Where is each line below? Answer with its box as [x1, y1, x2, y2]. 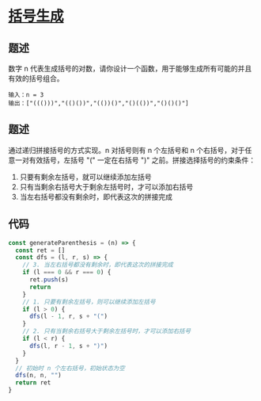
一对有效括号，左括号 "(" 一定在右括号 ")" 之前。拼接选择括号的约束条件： [14, 155, 256, 165]
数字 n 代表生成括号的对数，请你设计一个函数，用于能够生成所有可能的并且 [8, 64, 252, 73]
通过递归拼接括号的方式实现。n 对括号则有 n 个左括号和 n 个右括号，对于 [8, 145, 245, 155]
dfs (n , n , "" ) [15, 372, 62, 380]
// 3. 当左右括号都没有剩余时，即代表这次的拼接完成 [22, 261, 174, 269]
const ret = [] [15, 246, 66, 254]
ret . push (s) [28, 276, 69, 284]
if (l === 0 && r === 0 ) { [22, 269, 112, 277]
